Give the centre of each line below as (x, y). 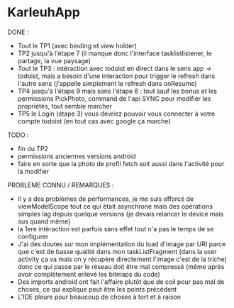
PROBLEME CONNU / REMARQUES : (61, 185)
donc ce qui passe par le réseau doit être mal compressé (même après (121, 266)
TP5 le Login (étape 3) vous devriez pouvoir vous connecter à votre (116, 114)
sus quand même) (44, 221)
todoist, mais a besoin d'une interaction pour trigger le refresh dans (116, 76)
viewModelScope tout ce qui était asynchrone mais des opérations (115, 206)
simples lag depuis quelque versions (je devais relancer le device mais (121, 214)
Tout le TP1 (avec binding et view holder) (77, 45)
